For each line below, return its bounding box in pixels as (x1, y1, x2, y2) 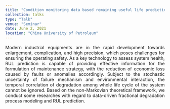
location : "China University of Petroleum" (5, 31, 99, 36)
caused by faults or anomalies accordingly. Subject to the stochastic (5, 71, 165, 77)
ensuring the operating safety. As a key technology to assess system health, (5, 55, 165, 61)
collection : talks (5, 12, 44, 17)
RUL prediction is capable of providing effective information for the (5, 61, 165, 66)
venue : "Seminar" (5, 21, 42, 27)
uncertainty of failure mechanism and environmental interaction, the (5, 76, 165, 82)
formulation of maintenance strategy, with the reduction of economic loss (5, 66, 165, 72)
